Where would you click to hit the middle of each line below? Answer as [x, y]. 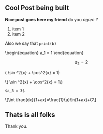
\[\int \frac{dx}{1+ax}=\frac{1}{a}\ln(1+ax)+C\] [51, 100]
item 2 [18, 34]
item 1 [18, 29]
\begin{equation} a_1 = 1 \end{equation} [44, 53]
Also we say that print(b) [31, 43]
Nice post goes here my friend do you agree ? [51, 19]
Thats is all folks [30, 115]
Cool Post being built [37, 8]
